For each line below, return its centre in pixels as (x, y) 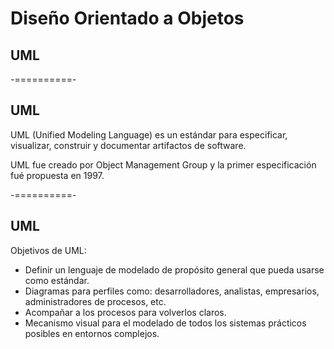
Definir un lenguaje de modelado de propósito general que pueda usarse (174, 269)
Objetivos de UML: (48, 250)
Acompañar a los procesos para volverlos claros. (125, 312)
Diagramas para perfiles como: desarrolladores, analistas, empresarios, (172, 291)
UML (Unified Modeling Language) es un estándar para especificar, (149, 134)
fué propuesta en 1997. (57, 175)
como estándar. (57, 280)
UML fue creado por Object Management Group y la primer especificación (163, 164)
